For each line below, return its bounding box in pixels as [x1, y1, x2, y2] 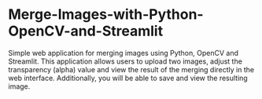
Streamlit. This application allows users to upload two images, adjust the [8, 57, 242, 66]
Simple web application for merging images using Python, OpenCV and [8, 48, 238, 57]
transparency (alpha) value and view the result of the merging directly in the [8, 64, 254, 74]
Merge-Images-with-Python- [8, 5, 204, 24]
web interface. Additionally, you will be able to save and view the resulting [8, 73, 248, 82]
